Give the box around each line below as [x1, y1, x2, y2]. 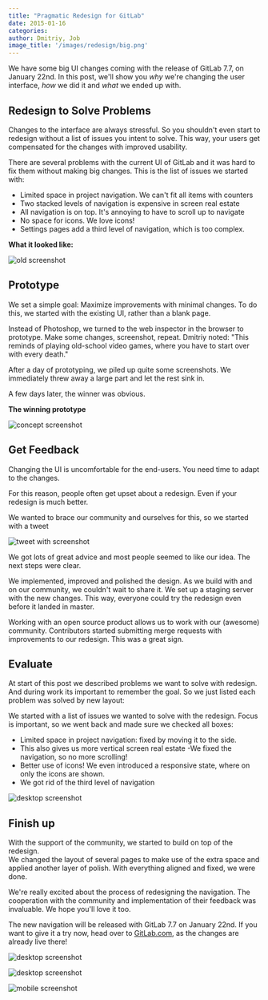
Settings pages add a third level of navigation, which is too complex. [19, 224, 246, 233]
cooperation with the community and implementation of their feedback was [8, 896, 257, 905]
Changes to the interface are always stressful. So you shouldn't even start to [8, 125, 261, 135]
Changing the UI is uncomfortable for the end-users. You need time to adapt [8, 464, 260, 474]
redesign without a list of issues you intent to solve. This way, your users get [8, 133, 260, 143]
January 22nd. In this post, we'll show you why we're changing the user [8, 72, 246, 82]
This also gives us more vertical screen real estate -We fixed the [19, 744, 232, 753]
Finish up [8, 817, 55, 830]
